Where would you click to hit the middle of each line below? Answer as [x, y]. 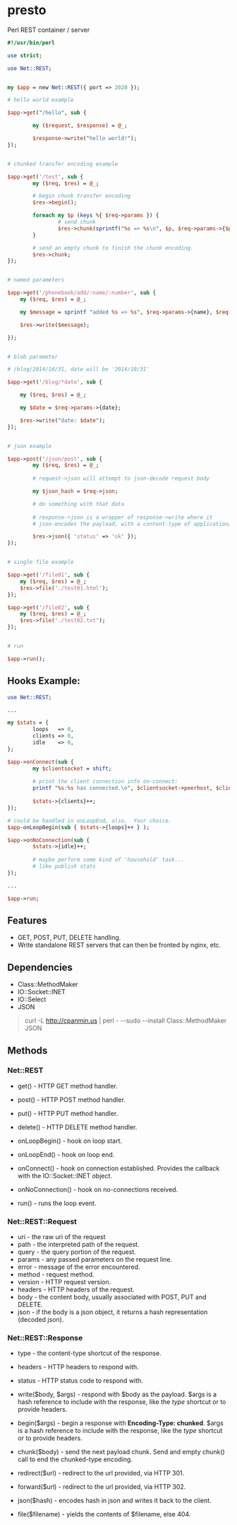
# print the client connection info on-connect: [105, 782]
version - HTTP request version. [64, 1282]
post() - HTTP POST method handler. [71, 1100]
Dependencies [40, 967]
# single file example [41, 562]
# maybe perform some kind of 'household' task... [109, 860]
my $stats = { [28, 723]
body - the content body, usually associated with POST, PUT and [112, 1297]
